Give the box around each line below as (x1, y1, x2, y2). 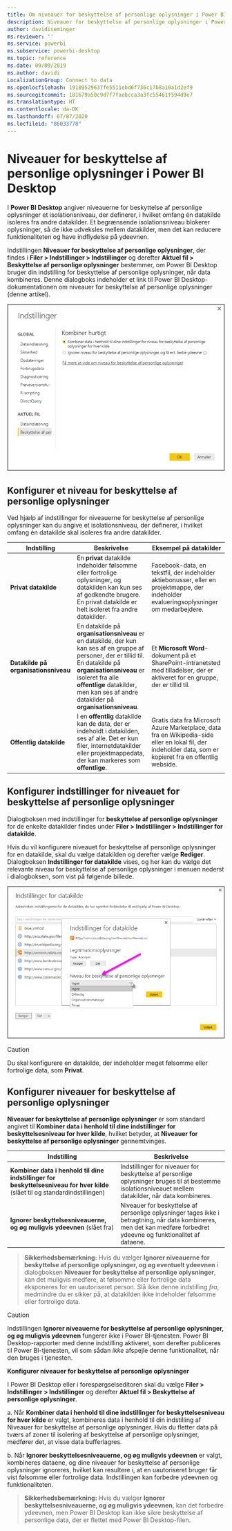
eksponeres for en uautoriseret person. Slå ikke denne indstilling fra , (23, 1282, 220, 1291)
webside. (151, 760, 177, 768)
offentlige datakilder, (77, 681, 137, 689)
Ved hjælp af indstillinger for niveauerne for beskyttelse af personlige (7, 514, 204, 522)
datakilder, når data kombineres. (120, 1192, 212, 1200)
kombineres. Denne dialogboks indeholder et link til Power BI (7, 275, 180, 283)
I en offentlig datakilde (77, 712, 142, 721)
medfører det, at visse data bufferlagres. (7, 1437, 122, 1446)
